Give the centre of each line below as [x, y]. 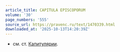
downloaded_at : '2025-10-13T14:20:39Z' [48, 29]
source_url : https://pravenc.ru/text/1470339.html [60, 24]
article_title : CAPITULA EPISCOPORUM [45, 10]
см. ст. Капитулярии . [35, 44]
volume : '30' [19, 15]
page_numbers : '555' [27, 20]
